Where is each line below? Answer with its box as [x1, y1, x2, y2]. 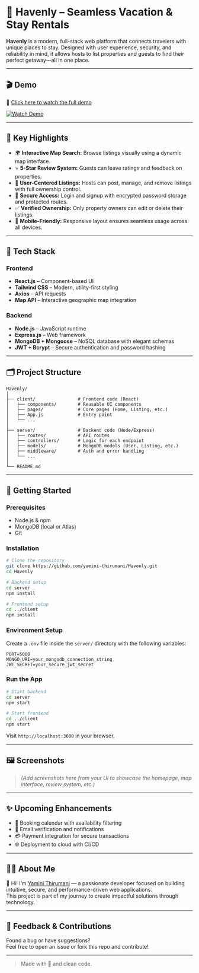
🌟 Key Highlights [6, 133, 69, 143]
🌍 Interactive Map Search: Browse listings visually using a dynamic [14, 149, 182, 156]
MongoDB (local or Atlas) [14, 523, 76, 530]
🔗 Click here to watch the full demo [6, 98, 92, 106]
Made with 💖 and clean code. [20, 961, 92, 968]
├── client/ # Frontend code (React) [6, 396, 139, 402]
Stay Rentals [6, 18, 70, 31]
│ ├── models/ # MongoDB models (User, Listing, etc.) [6, 443, 179, 449]
